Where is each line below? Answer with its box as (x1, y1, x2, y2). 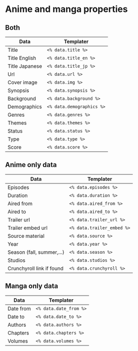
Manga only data (5, 282, 59, 290)
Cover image (7, 79, 38, 86)
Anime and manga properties (5, 3, 128, 15)
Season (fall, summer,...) (7, 248, 65, 255)
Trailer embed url (7, 224, 48, 231)
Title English (7, 55, 36, 61)
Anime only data (5, 161, 57, 169)
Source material (7, 232, 45, 239)
